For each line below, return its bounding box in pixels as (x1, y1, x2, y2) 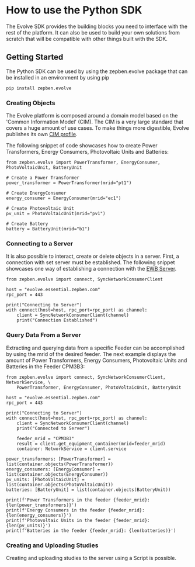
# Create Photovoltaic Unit (6, 206, 75, 212)
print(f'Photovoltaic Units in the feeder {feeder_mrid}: (6, 517, 150, 523)
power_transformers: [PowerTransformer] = (6, 456, 111, 462)
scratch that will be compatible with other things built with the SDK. (6, 35, 168, 42)
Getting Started (6, 52, 64, 62)
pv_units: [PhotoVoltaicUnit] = (6, 476, 85, 482)
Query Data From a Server (6, 331, 82, 339)
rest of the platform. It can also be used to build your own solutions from (6, 29, 180, 36)
